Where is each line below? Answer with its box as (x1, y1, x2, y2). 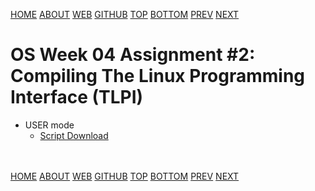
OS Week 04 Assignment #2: (10, 44, 256, 66)
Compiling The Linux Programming (10, 65, 306, 88)
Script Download (39, 129, 109, 141)
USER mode (24, 119, 75, 131)
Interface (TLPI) (10, 86, 144, 109)
